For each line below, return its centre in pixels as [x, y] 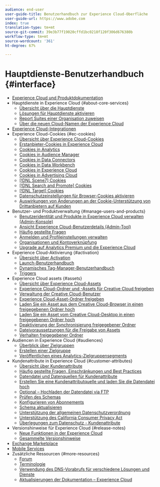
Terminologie [32, 464]
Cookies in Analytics [40, 149]
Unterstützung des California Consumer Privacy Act [71, 418]
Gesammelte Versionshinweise [50, 438]
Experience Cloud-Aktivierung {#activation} [55, 252]
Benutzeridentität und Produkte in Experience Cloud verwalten [81, 216]
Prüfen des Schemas [40, 397]
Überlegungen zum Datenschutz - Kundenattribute [70, 422]
